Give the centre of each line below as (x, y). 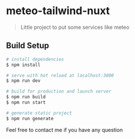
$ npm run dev (23, 81)
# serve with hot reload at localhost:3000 (60, 75)
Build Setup (28, 46)
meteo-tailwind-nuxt (58, 11)
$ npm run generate (30, 118)
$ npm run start (26, 102)
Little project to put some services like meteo (75, 27)
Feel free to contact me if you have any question (65, 130)
